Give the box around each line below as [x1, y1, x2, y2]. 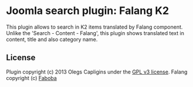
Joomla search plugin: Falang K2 [6, 4, 169, 18]
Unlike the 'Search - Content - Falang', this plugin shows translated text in [6, 29, 185, 36]
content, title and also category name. [6, 36, 98, 43]
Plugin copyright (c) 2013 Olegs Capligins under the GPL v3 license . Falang [6, 68, 188, 75]
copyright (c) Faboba [6, 74, 57, 81]
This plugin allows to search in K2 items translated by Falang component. [6, 23, 183, 30]
